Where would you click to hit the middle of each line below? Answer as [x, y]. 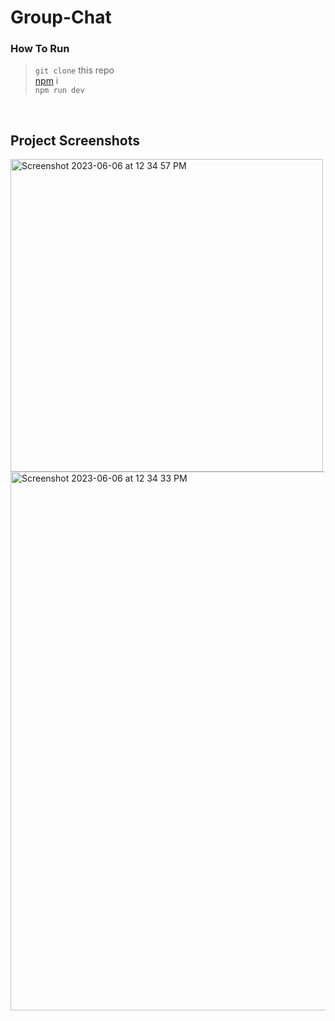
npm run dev [59, 91]
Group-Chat [61, 17]
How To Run [40, 49]
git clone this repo [74, 70]
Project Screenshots [75, 140]
